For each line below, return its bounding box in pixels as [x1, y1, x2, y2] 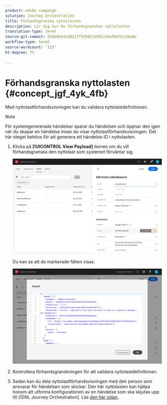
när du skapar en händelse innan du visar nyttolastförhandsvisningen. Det [5, 129, 157, 135]
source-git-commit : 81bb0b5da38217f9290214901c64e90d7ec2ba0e [5, 34, 137, 39]
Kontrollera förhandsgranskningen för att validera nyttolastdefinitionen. [12, 368, 158, 375]
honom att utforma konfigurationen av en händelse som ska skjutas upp [12, 389, 160, 395]
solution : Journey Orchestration [5, 13, 75, 18]
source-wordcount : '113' [5, 45, 57, 50]
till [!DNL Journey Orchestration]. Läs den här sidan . [12, 394, 119, 400]
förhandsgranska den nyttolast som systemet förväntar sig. [12, 149, 134, 155]
